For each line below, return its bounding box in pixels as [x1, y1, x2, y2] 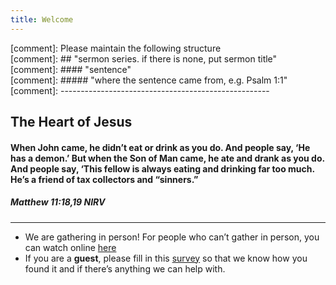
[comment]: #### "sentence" [10, 63, 132, 75]
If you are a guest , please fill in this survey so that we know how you [24, 252, 308, 264]
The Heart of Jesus [10, 114, 133, 131]
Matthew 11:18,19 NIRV [10, 196, 106, 208]
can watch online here [24, 241, 117, 253]
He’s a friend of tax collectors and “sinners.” [10, 173, 199, 185]
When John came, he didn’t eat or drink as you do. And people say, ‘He [10, 141, 311, 153]
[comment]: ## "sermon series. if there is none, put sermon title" [10, 52, 278, 65]
